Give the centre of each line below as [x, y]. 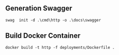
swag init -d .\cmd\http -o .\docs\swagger [53, 20]
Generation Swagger [39, 8]
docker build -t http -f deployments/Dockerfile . [60, 47]
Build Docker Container [43, 36]
